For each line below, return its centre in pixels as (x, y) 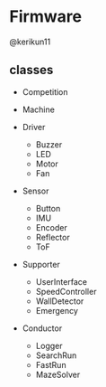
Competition (45, 91)
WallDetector (60, 301)
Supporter (41, 264)
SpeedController (66, 291)
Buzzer (49, 144)
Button (48, 208)
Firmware (46, 17)
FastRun (51, 364)
